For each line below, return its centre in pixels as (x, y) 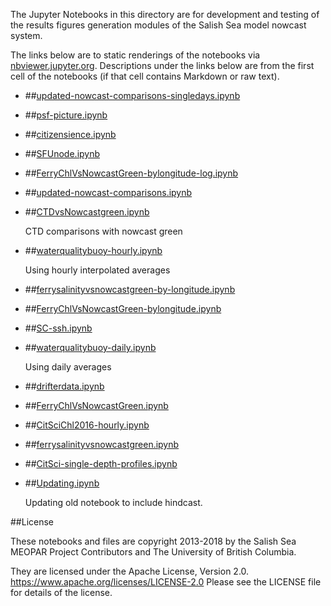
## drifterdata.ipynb (64, 386)
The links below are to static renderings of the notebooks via (135, 55)
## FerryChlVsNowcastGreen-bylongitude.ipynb (123, 308)
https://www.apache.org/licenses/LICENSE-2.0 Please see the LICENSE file (166, 582)
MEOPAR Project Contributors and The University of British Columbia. (153, 552)
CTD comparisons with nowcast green (103, 231)
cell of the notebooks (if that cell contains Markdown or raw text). (145, 76)
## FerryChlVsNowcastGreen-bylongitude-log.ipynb (131, 173)
